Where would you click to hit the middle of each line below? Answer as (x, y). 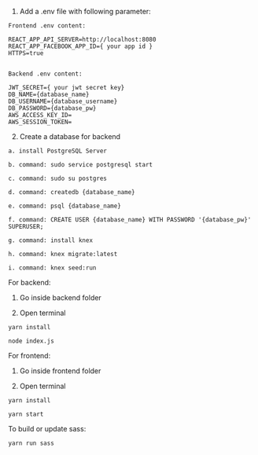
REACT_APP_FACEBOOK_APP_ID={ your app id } (81, 46)
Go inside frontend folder (60, 371)
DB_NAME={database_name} (49, 94)
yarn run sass (31, 443)
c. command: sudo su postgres (58, 178)
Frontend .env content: (47, 26)
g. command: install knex (50, 240)
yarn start (26, 414)
